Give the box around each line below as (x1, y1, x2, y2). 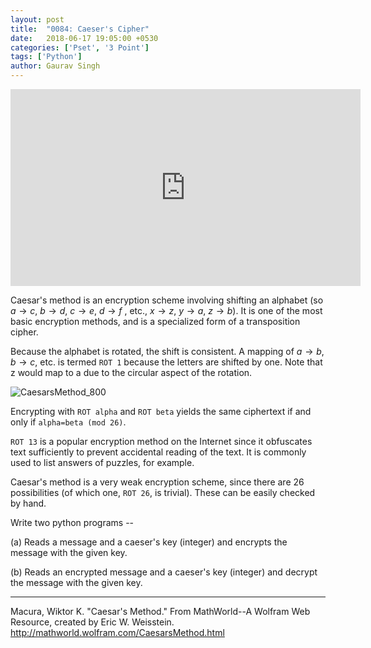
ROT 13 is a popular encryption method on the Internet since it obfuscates (10, 436, 313, 447)
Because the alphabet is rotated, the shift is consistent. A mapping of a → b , (10, 346, 325, 357)
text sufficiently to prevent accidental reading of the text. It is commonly (10, 446, 307, 458)
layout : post (10, 14, 65, 25)
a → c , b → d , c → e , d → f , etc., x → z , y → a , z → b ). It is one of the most (10, 305, 323, 316)
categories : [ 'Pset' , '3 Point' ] (10, 42, 150, 53)
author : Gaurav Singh (10, 61, 101, 71)
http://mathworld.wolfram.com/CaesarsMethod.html (10, 627, 225, 638)
